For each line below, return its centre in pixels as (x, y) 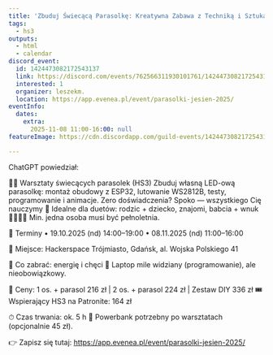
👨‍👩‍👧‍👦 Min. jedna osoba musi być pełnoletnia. (84, 217)
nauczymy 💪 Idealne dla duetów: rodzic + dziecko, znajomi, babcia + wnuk (134, 209)
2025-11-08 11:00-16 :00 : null (81, 129)
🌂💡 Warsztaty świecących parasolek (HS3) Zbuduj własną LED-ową (122, 183)
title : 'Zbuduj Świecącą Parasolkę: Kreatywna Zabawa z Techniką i (125, 16)
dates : (27, 115)
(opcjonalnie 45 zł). (41, 326)
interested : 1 (39, 84)
